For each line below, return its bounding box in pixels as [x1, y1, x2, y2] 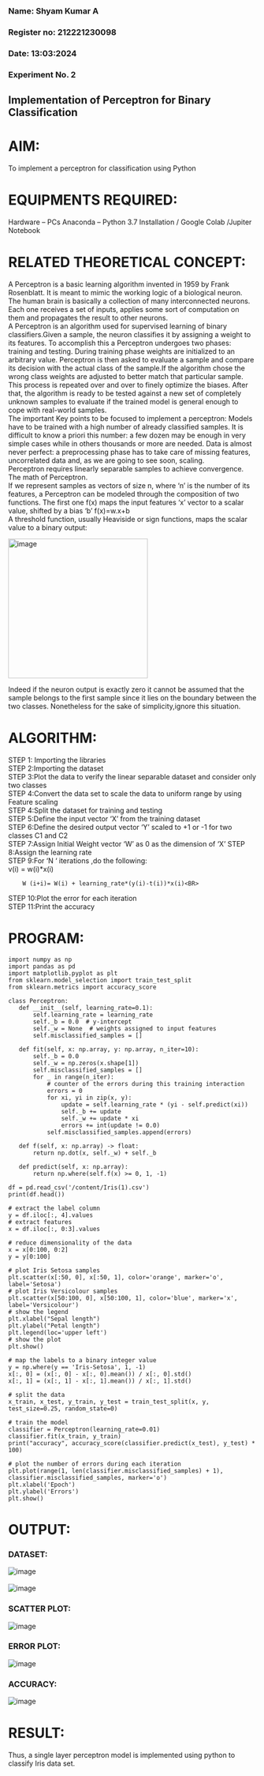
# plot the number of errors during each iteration [8, 1459, 181, 1468]
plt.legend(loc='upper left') [8, 1328, 108, 1336]
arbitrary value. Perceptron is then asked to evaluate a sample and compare [8, 355, 255, 364]
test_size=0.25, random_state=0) [8, 1404, 118, 1413]
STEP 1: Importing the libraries [8, 755, 106, 764]
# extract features [8, 1218, 73, 1226]
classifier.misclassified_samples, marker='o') [8, 1474, 168, 1481]
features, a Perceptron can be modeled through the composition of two [8, 489, 240, 498]
